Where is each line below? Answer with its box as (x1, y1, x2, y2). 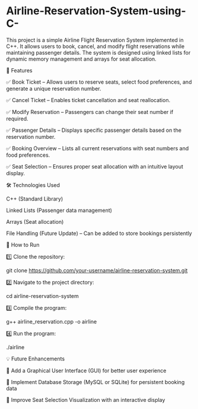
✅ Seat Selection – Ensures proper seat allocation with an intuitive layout (6, 163, 184, 170)
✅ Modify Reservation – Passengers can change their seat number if (6, 108, 174, 115)
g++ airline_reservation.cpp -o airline (6, 318, 97, 325)
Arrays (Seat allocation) (6, 218, 64, 225)
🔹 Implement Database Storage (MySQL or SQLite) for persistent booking (6, 378, 185, 385)
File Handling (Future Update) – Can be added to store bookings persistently (6, 230, 193, 237)
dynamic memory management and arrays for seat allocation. (6, 55, 157, 62)
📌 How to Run (6, 241, 40, 248)
